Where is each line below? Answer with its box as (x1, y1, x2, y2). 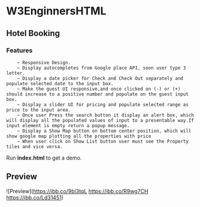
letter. (6, 70, 26, 76)
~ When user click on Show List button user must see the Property (17, 138, 189, 145)
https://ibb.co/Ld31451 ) (6, 194, 64, 201)
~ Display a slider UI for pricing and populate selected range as (17, 101, 189, 107)
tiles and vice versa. (6, 143, 63, 149)
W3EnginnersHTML (6, 4, 107, 18)
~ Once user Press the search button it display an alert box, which (17, 112, 195, 118)
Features (6, 46, 33, 55)
